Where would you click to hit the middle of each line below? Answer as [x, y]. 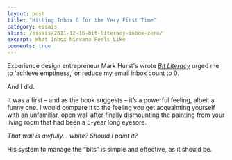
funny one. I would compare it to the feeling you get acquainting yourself [111, 107]
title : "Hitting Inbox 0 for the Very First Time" [82, 20]
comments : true [29, 46]
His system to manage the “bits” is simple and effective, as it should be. [110, 149]
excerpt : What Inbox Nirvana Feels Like [67, 40]
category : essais [32, 26]
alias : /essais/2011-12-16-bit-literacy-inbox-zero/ [85, 33]
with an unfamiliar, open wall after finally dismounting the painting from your [116, 115]
